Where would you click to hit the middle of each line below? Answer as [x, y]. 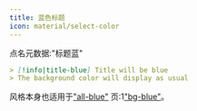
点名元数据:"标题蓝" [46, 53]
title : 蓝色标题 [37, 18]
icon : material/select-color [64, 26]
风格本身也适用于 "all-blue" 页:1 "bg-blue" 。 [89, 97]
